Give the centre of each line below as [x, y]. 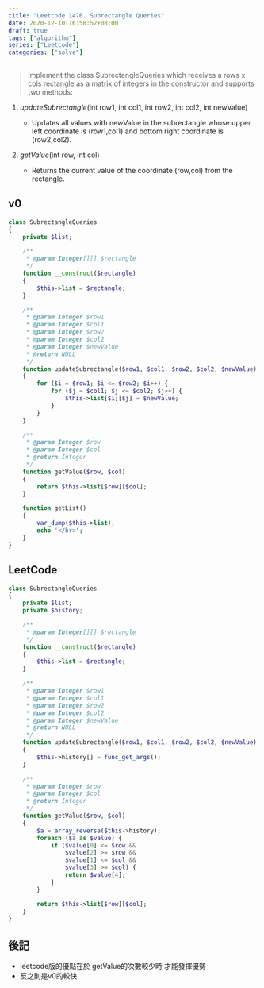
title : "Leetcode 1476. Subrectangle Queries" [86, 15]
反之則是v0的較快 [48, 976]
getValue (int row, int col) [60, 155]
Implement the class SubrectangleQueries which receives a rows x [136, 75]
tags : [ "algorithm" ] [42, 38]
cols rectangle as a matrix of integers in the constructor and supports [141, 83]
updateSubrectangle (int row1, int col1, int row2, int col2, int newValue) [134, 107]
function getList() [55, 508]
